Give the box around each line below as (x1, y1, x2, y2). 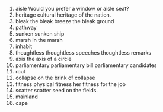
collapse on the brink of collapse (15, 74, 95, 81)
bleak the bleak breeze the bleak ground (15, 18, 114, 24)
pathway (15, 24, 37, 31)
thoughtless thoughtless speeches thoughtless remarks (15, 49, 152, 56)
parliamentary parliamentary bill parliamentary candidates (15, 62, 157, 69)
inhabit (15, 43, 33, 50)
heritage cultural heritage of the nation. (15, 11, 111, 18)
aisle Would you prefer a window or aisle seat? (15, 5, 129, 12)
